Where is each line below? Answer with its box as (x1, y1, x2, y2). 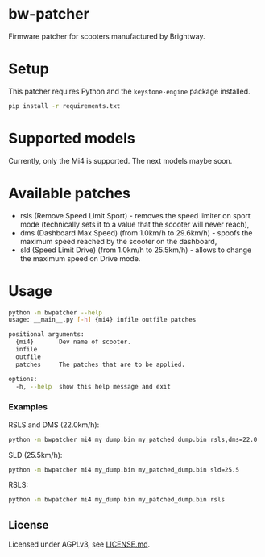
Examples (8, 401, 48, 413)
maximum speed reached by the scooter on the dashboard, (19, 236, 217, 246)
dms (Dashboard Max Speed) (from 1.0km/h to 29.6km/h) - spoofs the (19, 227, 253, 238)
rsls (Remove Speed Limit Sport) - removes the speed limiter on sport (19, 210, 251, 220)
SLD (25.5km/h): (8, 450, 63, 459)
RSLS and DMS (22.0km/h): (8, 420, 100, 430)
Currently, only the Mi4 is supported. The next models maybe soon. (8, 156, 233, 165)
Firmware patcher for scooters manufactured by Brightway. (8, 31, 205, 41)
